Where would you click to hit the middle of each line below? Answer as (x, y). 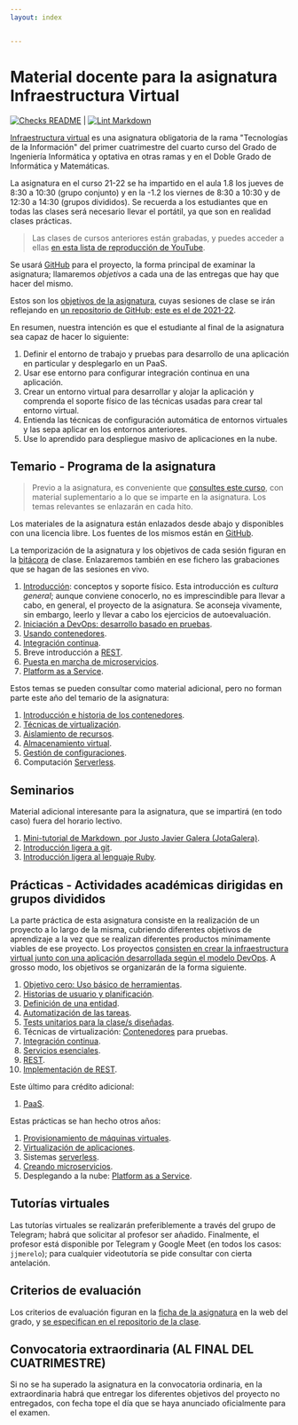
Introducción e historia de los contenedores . (104, 715)
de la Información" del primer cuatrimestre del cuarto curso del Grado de (144, 146)
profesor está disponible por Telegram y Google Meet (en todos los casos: (146, 1244)
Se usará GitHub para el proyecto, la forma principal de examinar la (133, 264)
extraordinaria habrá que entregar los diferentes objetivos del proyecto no (145, 1394)
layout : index (36, 17)
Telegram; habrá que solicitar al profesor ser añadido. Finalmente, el (135, 1234)
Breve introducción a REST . (73, 652)
